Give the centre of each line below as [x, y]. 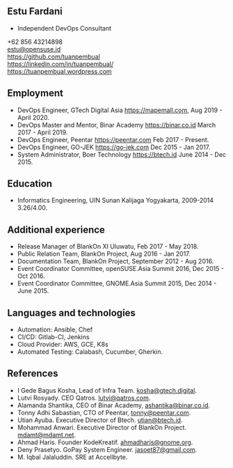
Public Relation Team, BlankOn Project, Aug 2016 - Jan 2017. [104, 254]
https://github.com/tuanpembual [54, 56]
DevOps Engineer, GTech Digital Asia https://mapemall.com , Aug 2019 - [120, 110]
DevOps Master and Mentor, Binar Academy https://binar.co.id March [116, 125]
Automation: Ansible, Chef [55, 329]
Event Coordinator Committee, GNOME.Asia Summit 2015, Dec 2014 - [117, 283]
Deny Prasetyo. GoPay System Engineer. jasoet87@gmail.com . [107, 449]
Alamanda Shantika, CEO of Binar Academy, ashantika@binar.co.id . [114, 405]
